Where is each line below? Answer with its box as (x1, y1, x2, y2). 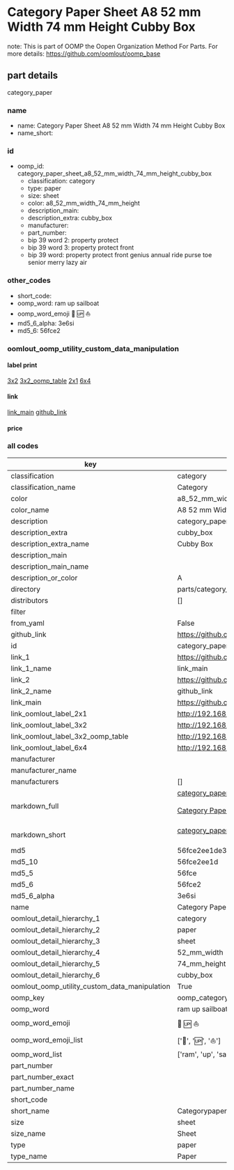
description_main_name (10, 562, 89, 571)
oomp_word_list (10, 1049, 63, 1059)
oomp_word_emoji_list (10, 1036, 84, 1045)
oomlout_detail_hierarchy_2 (10, 925, 100, 934)
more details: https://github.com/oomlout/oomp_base (7, 49, 161, 58)
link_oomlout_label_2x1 (10, 709, 88, 718)
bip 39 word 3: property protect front (27, 243, 134, 252)
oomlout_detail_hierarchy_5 (10, 959, 100, 969)
